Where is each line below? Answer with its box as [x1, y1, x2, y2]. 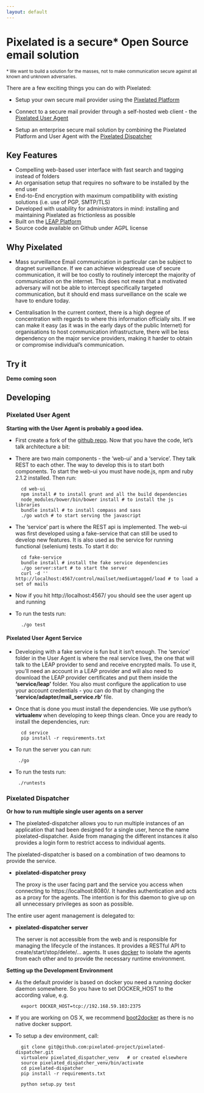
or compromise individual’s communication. [15, 341, 125, 349]
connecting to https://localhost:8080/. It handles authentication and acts [15, 887, 197, 895]
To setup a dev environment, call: [15, 1032, 99, 1039]
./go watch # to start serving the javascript [21, 512, 141, 519]
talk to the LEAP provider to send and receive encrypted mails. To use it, [15, 661, 197, 668]
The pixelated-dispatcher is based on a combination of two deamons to [6, 851, 186, 858]
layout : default [6, 9, 47, 15]
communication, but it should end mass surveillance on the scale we [15, 290, 187, 298]
